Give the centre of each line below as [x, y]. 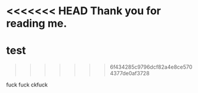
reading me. [37, 23]
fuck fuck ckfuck [27, 85]
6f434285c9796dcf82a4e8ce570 [151, 67]
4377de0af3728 [130, 73]
